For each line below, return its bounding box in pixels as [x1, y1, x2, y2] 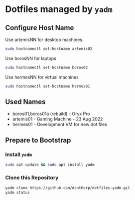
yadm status [5, 190, 30, 195]
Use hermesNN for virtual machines [5, 74, 79, 80]
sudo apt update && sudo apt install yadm [5, 162, 95, 167]
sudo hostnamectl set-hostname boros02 [5, 65, 88, 70]
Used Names [5, 97, 46, 106]
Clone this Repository [5, 174, 59, 181]
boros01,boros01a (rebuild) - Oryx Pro [12, 111, 91, 117]
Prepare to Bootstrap [5, 136, 71, 144]
